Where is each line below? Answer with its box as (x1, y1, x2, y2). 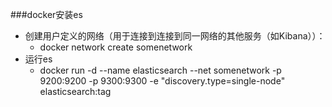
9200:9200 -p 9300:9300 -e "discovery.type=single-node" (39, 75, 286, 87)
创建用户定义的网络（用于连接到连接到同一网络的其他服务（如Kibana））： (24, 30, 326, 42)
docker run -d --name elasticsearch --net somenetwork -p (39, 64, 282, 76)
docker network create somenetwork (39, 41, 193, 53)
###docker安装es (10, 9, 83, 20)
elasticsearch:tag (39, 86, 112, 97)
